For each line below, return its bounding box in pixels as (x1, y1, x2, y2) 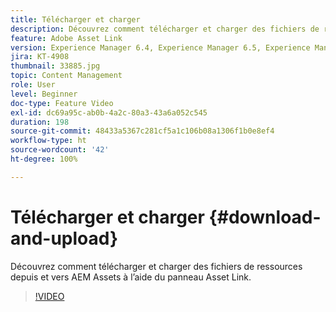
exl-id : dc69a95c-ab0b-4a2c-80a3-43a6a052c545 (10, 107, 208, 118)
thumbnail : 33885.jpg (10, 61, 101, 71)
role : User (10, 80, 56, 90)
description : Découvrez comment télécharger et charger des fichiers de (10, 24, 320, 34)
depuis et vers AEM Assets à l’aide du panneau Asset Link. (10, 271, 252, 283)
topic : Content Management (10, 71, 123, 81)
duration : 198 (10, 117, 70, 127)
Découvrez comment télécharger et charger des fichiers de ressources (10, 260, 303, 272)
